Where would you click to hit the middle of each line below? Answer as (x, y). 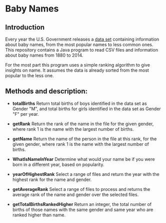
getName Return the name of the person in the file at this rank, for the (84, 139)
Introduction (25, 27)
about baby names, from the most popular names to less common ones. (79, 45)
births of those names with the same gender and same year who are (83, 209)
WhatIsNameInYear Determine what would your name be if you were (83, 159)
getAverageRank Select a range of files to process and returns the (81, 189)
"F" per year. (25, 114)
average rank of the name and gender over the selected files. (75, 194)
